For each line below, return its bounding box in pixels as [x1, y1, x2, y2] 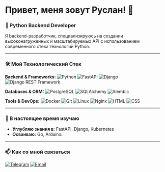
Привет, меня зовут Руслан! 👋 [5, 4, 134, 16]
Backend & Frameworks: [5, 74, 56, 80]
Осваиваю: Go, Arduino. [12, 131, 63, 137]
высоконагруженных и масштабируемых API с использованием [5, 38, 140, 44]
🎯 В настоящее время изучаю [5, 115, 80, 122]
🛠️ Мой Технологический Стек [5, 61, 82, 68]
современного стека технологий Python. [5, 44, 91, 50]
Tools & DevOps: [5, 98, 40, 104]
